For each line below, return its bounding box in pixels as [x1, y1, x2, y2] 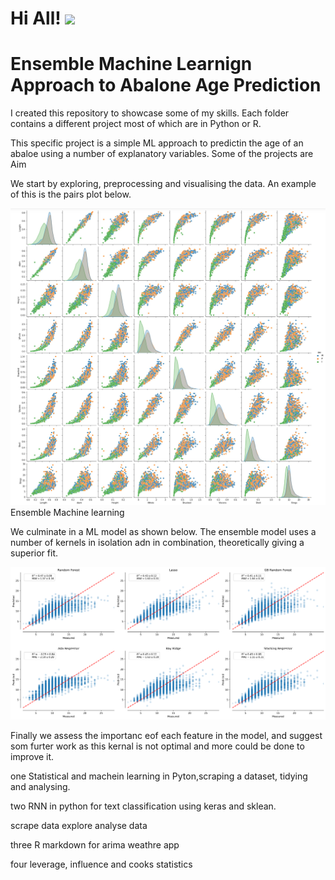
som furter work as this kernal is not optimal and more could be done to [10, 740, 305, 752]
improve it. [10, 750, 55, 762]
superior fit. [10, 547, 58, 559]
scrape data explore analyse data [10, 819, 148, 831]
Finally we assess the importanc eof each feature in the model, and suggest [10, 729, 323, 741]
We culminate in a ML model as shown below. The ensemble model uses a [10, 526, 317, 538]
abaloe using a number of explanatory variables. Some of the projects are [10, 148, 314, 160]
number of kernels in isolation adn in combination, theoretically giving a [10, 537, 305, 549]
